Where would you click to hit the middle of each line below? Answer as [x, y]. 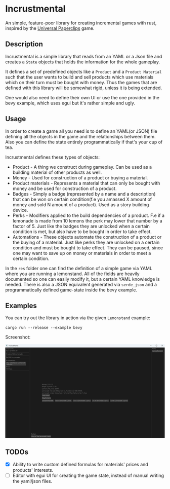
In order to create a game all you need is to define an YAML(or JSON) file [81, 131]
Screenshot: [18, 337]
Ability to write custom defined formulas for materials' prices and [80, 464]
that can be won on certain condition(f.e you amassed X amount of [82, 199]
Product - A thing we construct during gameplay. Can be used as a [82, 167]
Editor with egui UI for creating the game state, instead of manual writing [88, 475]
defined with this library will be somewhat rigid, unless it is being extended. [84, 88]
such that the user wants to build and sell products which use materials [79, 77]
